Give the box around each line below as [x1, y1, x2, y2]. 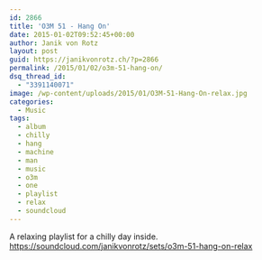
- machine [17, 147, 54, 156]
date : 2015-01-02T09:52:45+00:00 [9, 30, 135, 39]
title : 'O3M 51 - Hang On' [9, 22, 111, 31]
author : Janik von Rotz [9, 38, 99, 48]
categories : [9, 97, 54, 107]
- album [17, 123, 47, 132]
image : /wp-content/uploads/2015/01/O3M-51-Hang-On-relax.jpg [9, 88, 248, 97]
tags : [9, 114, 30, 123]
